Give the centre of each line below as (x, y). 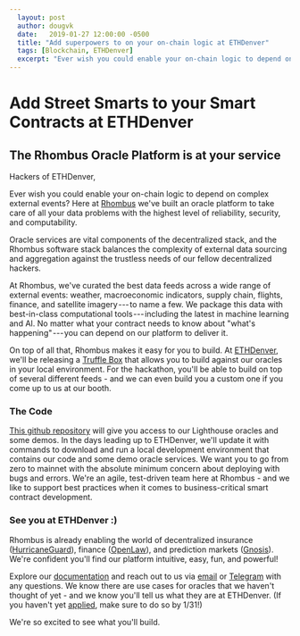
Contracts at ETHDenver (101, 122)
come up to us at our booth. (60, 388)
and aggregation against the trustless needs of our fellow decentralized (141, 259)
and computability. (43, 222)
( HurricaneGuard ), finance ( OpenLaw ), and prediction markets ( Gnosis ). (142, 549)
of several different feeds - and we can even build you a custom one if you (146, 379)
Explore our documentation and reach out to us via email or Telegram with (146, 576)
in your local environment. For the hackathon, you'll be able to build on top (146, 369)
